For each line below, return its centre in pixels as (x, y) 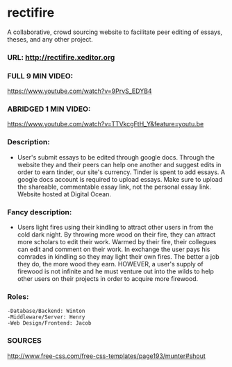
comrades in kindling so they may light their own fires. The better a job (118, 257)
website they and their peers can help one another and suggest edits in (119, 164)
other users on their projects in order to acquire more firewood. (108, 279)
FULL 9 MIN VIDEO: (40, 76)
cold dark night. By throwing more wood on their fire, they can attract (116, 234)
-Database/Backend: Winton (46, 311)
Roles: (18, 296)
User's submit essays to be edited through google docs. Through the (116, 157)
